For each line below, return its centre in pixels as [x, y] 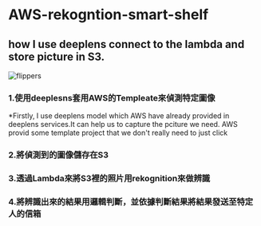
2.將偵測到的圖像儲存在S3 [59, 155]
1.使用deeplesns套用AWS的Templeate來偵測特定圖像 [112, 97]
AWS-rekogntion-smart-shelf [109, 15]
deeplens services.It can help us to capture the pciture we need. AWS [123, 125]
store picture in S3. [57, 56]
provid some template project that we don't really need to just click [118, 133]
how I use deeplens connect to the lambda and [127, 44]
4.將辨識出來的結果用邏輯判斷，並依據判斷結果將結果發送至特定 [131, 202]
